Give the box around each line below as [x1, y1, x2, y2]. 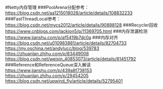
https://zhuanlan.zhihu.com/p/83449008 [5, 51, 89, 56]
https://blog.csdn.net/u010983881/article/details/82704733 [5, 40, 127, 46]
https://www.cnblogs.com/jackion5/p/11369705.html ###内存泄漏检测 [5, 28, 148, 34]
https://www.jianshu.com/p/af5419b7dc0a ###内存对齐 [5, 34, 118, 40]
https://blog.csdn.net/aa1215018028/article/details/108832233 [5, 10, 133, 16]
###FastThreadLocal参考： [5, 16, 61, 21]
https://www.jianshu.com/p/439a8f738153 [5, 68, 92, 73]
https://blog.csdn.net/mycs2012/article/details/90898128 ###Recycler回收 [5, 22, 158, 28]
